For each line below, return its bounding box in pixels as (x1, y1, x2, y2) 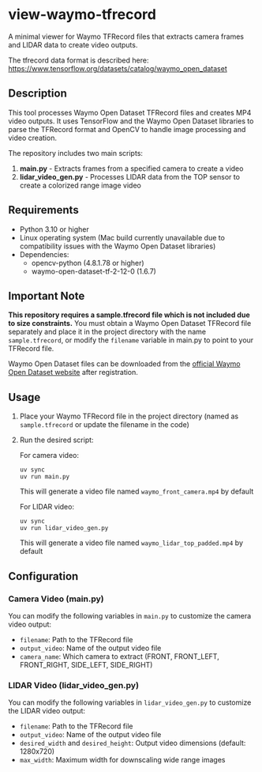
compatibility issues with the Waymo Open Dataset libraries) (19, 241, 216, 251)
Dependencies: (19, 249, 69, 259)
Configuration (8, 570, 79, 583)
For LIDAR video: (19, 502, 75, 512)
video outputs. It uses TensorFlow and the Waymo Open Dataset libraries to (8, 116, 254, 126)
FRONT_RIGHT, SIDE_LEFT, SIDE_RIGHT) (19, 660, 153, 669)
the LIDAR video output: (8, 706, 85, 716)
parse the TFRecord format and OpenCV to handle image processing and (8, 124, 246, 134)
